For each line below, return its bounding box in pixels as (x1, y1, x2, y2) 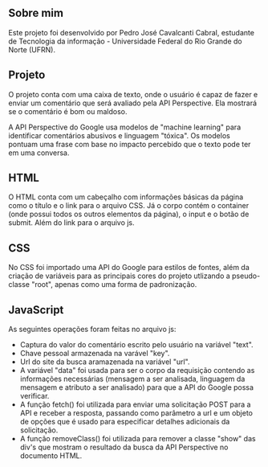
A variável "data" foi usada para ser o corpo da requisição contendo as (19, 366, 255, 375)
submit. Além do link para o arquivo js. (8, 218, 135, 227)
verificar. (19, 391, 50, 401)
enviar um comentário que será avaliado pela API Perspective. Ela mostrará (8, 98, 258, 108)
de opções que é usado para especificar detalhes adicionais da (19, 417, 230, 427)
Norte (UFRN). (8, 44, 56, 55)
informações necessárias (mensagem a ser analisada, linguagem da (19, 374, 246, 384)
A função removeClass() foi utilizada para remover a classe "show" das (19, 434, 256, 444)
